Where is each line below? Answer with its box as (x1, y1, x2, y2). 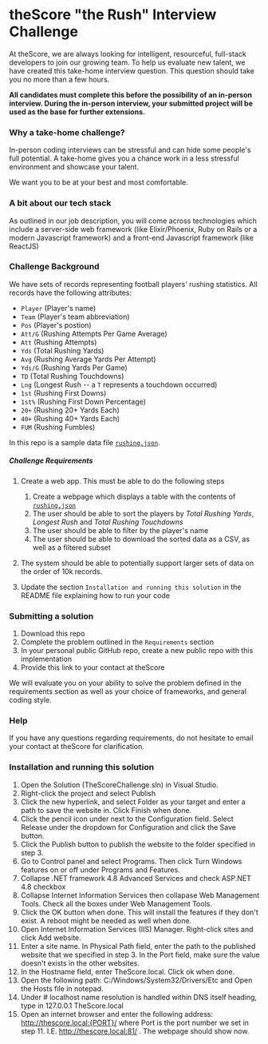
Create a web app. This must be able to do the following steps (20, 476, 225, 485)
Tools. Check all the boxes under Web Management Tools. (20, 899, 212, 908)
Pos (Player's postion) (20, 320, 92, 329)
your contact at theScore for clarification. (9, 742, 144, 751)
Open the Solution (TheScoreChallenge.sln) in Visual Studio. (20, 779, 219, 789)
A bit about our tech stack (9, 197, 112, 209)
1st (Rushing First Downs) (20, 388, 107, 397)
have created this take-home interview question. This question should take (9, 66, 254, 75)
